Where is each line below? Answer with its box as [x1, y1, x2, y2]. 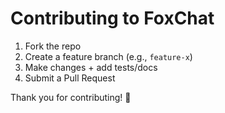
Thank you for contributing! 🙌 [10, 91, 132, 103]
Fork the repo [24, 40, 82, 52]
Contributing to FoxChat [10, 7, 215, 30]
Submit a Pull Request [24, 72, 116, 84]
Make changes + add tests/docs [24, 61, 158, 73]
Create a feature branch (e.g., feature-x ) [24, 50, 193, 62]
